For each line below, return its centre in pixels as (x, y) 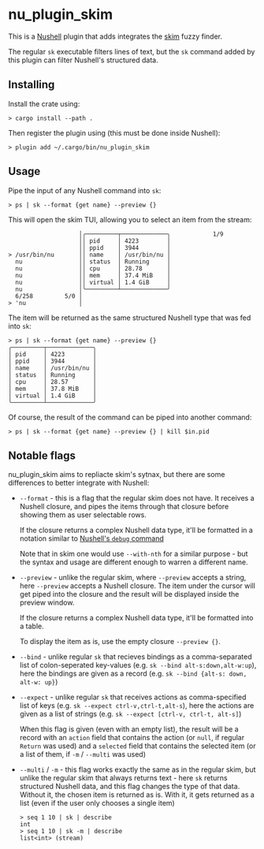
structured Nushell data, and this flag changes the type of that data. (130, 787)
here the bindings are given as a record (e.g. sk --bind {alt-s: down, (133, 674)
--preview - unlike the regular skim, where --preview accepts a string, (133, 578)
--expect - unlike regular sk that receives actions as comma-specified (133, 697)
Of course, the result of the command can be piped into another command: (130, 417)
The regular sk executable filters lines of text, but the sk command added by (132, 51)
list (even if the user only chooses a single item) (97, 803)
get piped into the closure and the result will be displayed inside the (129, 594)
